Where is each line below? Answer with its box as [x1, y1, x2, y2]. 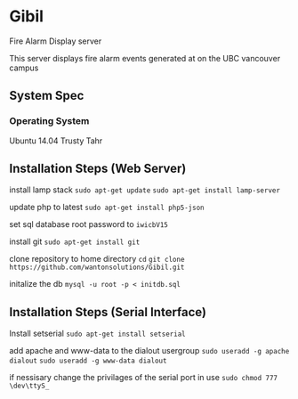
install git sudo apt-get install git [9, 236, 141, 247]
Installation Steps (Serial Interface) [9, 305, 207, 320]
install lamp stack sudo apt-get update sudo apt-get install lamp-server [9, 184, 280, 195]
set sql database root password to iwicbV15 [9, 219, 169, 230]
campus [9, 62, 39, 73]
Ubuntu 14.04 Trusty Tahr [9, 135, 103, 146]
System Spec [9, 88, 85, 103]
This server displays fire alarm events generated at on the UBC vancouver [9, 53, 281, 63]
